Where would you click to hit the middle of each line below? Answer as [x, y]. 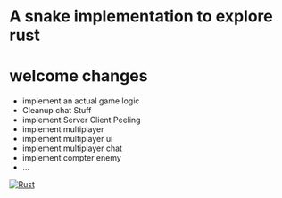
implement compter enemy [72, 158]
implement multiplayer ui [67, 139]
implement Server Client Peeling [81, 120]
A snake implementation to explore [141, 16]
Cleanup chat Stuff [57, 111]
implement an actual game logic [81, 101]
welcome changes [79, 76]
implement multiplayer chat [72, 148]
